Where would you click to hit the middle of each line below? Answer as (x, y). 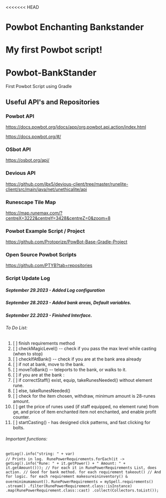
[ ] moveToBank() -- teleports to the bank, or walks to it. (70, 369)
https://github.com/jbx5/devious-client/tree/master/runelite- (67, 184)
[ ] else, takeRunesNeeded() (42, 391)
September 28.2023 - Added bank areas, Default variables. (69, 303)
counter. (21, 417)
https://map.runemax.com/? (34, 213)
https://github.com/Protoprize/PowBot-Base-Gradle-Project (67, 242)
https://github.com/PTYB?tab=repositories (49, 266)
